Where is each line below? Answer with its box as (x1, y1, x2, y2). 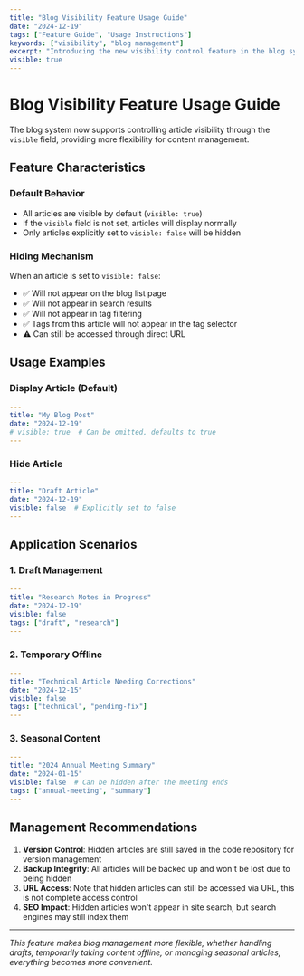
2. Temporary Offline (9, 648, 103, 661)
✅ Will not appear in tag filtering (22, 308, 143, 319)
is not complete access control (22, 892, 138, 903)
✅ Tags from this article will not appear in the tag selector (22, 318, 238, 329)
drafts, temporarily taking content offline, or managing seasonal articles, (9, 947, 281, 958)
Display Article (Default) (9, 382, 118, 395)
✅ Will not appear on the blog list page (22, 287, 167, 299)
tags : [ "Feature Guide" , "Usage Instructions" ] (9, 30, 193, 39)
